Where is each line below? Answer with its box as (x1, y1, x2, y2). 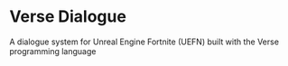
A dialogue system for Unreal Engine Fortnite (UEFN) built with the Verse (9, 36, 280, 47)
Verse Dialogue (9, 6, 126, 27)
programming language (9, 45, 97, 56)
